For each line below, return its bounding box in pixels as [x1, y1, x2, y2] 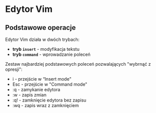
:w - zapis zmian [12, 92, 47, 98]
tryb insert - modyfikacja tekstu [12, 46, 80, 52]
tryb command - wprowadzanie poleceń [12, 51, 91, 57]
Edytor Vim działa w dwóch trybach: [5, 36, 80, 42]
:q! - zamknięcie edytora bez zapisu [12, 97, 86, 103]
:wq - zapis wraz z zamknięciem [12, 103, 79, 108]
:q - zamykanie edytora [12, 87, 61, 93]
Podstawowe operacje [5, 23, 76, 32]
